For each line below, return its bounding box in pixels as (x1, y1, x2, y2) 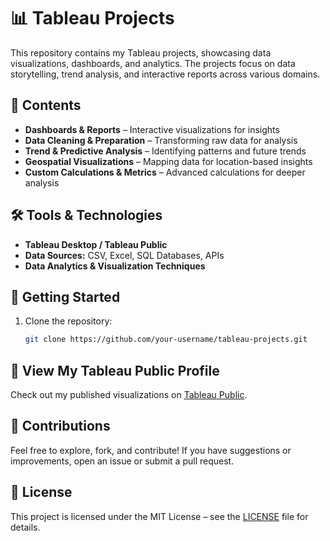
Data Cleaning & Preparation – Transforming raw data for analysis (24, 134, 298, 146)
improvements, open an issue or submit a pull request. (10, 455, 235, 467)
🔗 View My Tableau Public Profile (10, 362, 220, 379)
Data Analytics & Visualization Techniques (24, 260, 206, 272)
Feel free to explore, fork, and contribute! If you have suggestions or (10, 444, 292, 456)
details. (10, 521, 41, 533)
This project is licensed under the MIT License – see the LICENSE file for (10, 510, 309, 522)
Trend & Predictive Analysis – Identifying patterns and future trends (24, 145, 307, 157)
